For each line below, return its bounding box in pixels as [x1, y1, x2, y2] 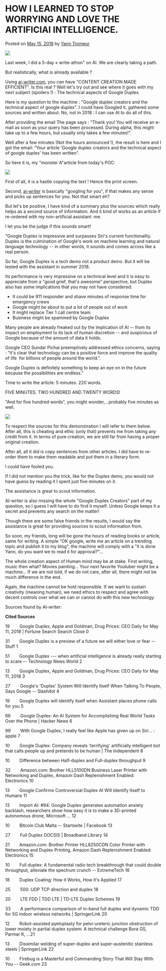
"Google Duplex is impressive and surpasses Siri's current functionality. [5, 233, 152, 239]
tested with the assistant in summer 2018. [5, 264, 90, 269]
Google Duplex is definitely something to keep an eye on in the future [5, 364, 147, 370]
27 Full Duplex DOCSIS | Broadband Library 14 [5, 832, 108, 838]
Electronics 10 [5, 778, 34, 784]
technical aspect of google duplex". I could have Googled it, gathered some [5, 104, 160, 110]
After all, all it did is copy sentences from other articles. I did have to [5, 448, 144, 454]
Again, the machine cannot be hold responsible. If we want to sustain [5, 584, 146, 590]
